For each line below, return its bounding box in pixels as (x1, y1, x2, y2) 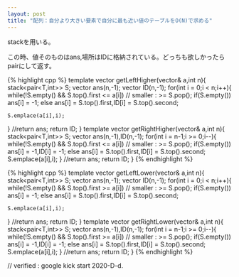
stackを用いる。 (7, 37, 55, 46)
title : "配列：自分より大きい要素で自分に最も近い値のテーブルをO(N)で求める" (7, 17, 213, 24)
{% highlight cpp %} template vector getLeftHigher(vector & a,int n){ (7, 75, 206, 84)
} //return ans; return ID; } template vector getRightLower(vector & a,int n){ (7, 217, 224, 226)
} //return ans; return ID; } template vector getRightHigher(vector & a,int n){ (7, 124, 225, 133)
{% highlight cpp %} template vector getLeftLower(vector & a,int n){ (7, 168, 205, 177)
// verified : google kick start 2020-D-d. (7, 261, 124, 270)
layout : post (7, 10, 46, 18)
